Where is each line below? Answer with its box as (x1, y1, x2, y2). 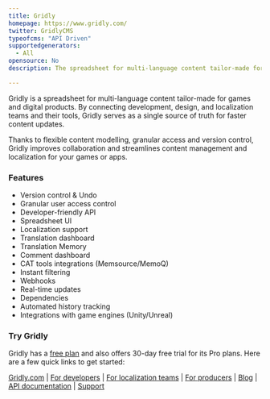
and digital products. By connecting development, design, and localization (8, 102, 254, 111)
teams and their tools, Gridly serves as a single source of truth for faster (8, 110, 247, 120)
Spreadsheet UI (19, 216, 72, 226)
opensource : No (8, 57, 59, 65)
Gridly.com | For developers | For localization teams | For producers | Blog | (8, 372, 258, 383)
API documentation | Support (8, 381, 104, 391)
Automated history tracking (19, 301, 111, 311)
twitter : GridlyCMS (8, 27, 74, 35)
